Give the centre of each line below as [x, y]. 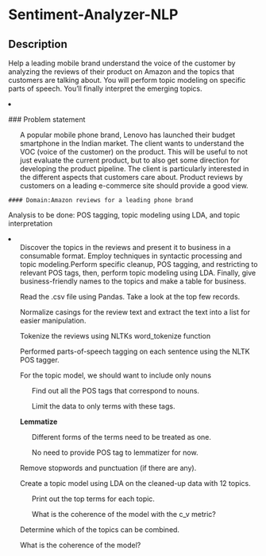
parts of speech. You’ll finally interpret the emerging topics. [105, 88]
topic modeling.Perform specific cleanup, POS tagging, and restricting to [139, 264]
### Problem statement [47, 119]
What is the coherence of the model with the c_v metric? [123, 514]
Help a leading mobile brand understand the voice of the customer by [122, 63]
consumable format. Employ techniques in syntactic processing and [131, 256]
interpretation [31, 223]
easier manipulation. [53, 321]
